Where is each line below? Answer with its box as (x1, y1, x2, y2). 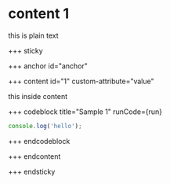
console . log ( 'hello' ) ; (8, 122, 82, 130)
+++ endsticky (8, 167, 56, 176)
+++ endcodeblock (8, 136, 71, 145)
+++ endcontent (8, 151, 61, 161)
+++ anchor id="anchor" (8, 61, 89, 71)
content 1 (8, 5, 70, 23)
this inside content (8, 91, 68, 101)
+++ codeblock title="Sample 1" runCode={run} (8, 107, 163, 116)
